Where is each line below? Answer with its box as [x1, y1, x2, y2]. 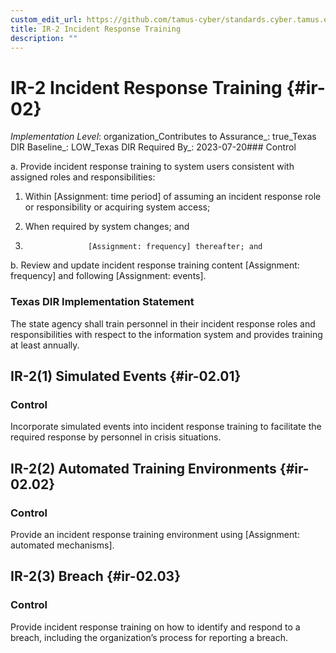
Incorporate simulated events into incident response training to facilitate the [10, 421, 322, 433]
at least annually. [10, 339, 80, 351]
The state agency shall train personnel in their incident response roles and [10, 317, 316, 330]
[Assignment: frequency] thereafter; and [88, 242, 263, 252]
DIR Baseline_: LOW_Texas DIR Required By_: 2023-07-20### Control [10, 141, 297, 153]
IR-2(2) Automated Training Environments [10, 460, 277, 477]
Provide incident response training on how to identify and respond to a [10, 621, 301, 633]
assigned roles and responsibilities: [10, 171, 156, 183]
